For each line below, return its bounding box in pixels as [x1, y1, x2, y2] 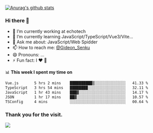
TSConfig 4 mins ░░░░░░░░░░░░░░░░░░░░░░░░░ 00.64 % [5, 99, 149, 104]
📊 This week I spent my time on [5, 69, 73, 75]
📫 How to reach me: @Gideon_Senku [12, 45, 90, 51]
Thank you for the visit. [5, 111, 63, 118]
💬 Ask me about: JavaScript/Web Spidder [12, 39, 98, 45]
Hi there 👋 [5, 17, 30, 24]
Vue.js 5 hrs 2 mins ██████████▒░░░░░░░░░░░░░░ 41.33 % [5, 81, 149, 86]
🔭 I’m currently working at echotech [12, 28, 86, 34]
